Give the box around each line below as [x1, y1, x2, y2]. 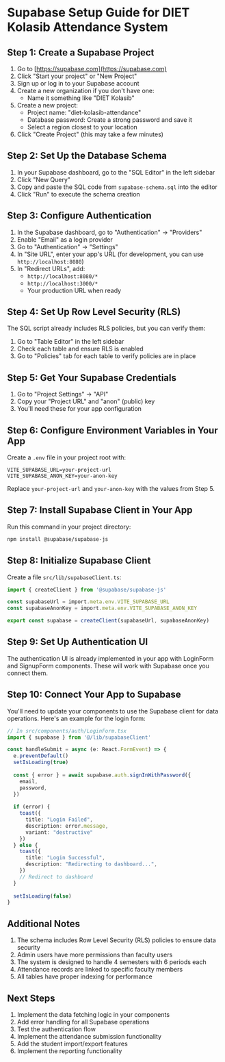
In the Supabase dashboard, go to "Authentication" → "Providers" [16, 228, 202, 236]
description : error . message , [25, 822, 109, 829]
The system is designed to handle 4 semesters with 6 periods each [16, 958, 207, 966]
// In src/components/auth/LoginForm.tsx [7, 727, 127, 734]
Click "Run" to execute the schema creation [16, 190, 140, 198]
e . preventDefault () [13, 753, 69, 759]
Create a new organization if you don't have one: [16, 87, 155, 94]
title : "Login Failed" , [25, 816, 94, 823]
